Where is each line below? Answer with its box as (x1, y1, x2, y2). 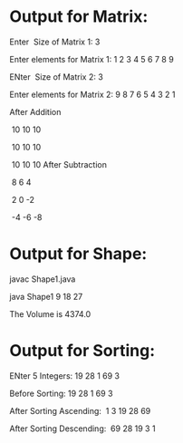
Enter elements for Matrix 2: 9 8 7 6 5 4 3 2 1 (9, 89, 176, 100)
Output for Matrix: (9, 6, 149, 27)
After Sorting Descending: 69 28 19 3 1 (9, 423, 156, 434)
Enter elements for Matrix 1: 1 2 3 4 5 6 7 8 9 (9, 53, 174, 64)
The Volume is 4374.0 (9, 308, 91, 319)
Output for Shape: (9, 244, 148, 265)
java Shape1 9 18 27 (9, 291, 83, 302)
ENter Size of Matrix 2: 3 (9, 71, 104, 82)
